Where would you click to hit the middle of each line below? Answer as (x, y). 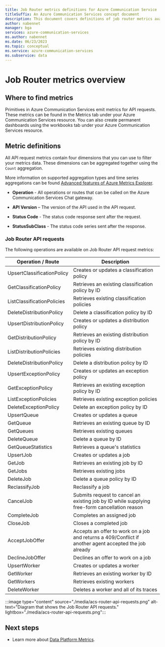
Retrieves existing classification (109, 298)
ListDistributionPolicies (34, 352)
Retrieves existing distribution (107, 349)
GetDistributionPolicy (32, 338)
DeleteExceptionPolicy (34, 407)
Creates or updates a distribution (111, 321)
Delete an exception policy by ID (110, 407)
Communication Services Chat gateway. (53, 198)
